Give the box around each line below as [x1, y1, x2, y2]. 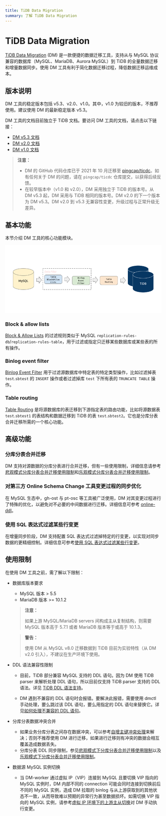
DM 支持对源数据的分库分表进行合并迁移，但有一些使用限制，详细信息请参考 [5, 463, 161, 469]
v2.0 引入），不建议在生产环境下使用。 [24, 651, 103, 657]
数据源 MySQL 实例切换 [12, 764, 60, 770]
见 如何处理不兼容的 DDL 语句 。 [19, 707, 83, 713]
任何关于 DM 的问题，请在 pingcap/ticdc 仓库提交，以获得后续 [29, 174, 157, 180]
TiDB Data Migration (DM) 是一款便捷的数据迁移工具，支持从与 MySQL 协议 [5, 52, 159, 58]
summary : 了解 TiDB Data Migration [5, 13, 77, 18]
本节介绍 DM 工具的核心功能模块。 [5, 235, 76, 241]
